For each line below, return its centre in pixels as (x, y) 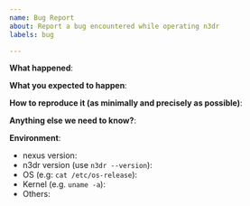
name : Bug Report (42, 18)
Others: (37, 194)
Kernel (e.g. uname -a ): (64, 184)
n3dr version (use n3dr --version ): (88, 165)
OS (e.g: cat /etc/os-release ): (80, 175)
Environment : (35, 138)
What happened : (42, 68)
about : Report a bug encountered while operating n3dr (115, 26)
